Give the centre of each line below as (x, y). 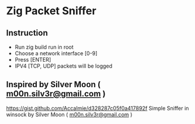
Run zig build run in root (44, 47)
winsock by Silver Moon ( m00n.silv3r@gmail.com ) (69, 115)
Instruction (27, 33)
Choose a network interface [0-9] (56, 53)
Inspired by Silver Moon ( (54, 85)
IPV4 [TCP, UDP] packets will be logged (64, 66)
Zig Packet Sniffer (51, 11)
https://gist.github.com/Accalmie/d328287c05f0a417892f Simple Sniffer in (97, 108)
